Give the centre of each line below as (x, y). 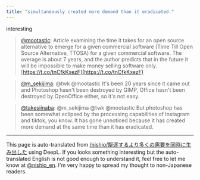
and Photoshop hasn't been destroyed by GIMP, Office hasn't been (103, 89)
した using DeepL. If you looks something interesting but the (90, 152)
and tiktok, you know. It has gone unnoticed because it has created (103, 120)
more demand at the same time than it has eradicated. (87, 126)
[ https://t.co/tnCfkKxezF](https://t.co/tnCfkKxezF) (82, 72)
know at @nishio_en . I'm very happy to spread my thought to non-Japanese (99, 165)
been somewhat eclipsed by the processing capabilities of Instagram (105, 114)
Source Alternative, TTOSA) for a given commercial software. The (101, 53)
